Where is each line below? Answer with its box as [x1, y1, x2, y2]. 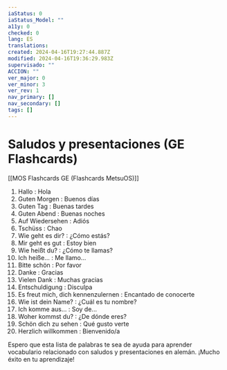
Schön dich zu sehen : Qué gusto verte [17, 320, 129, 328]
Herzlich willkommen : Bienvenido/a [17, 326, 120, 335]
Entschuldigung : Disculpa [17, 283, 93, 291]
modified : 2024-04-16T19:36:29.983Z [8, 55, 113, 62]
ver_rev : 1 [8, 87, 39, 94]
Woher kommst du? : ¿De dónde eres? [17, 312, 127, 320]
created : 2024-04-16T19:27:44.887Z [8, 49, 111, 56]
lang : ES [8, 36, 33, 43]
